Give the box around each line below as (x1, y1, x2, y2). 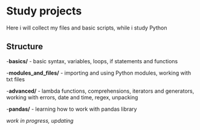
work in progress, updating (6, 117, 74, 124)
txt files (6, 75, 25, 82)
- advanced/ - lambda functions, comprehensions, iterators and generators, (6, 87, 195, 94)
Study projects (6, 4, 82, 18)
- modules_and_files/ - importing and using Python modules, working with (6, 69, 192, 76)
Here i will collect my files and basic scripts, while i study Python (6, 24, 167, 31)
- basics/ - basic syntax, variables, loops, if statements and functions (6, 57, 178, 64)
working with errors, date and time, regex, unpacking (6, 93, 138, 101)
